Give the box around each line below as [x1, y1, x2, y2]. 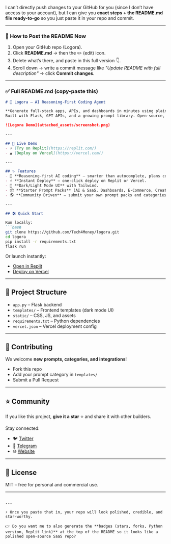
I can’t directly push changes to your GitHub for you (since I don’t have [5, 5, 154, 10]
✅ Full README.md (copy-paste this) [5, 88, 98, 95]
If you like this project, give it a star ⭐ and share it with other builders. [5, 413, 152, 420]
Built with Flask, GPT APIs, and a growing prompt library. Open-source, [5, 113, 165, 119]
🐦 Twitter [12, 435, 34, 442]
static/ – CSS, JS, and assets [12, 312, 76, 318]
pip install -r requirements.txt [5, 239, 76, 244]
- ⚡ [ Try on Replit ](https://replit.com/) [5, 145, 97, 151]
